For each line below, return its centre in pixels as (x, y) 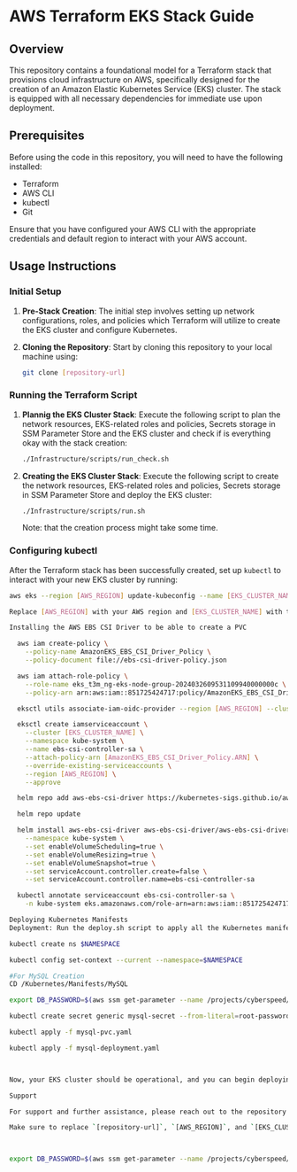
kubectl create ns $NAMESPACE (65, 944)
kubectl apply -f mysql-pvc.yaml (71, 1032)
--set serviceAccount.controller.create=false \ (116, 871)
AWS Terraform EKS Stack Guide (132, 16)
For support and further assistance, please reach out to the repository (148, 1112)
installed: (26, 167)
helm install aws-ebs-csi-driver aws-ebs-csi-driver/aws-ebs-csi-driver (154, 830)
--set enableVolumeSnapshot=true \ (91, 863)
